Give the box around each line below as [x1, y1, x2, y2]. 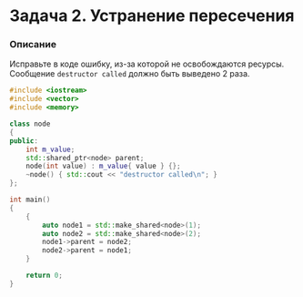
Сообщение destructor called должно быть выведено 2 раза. [9, 68, 250, 79]
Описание [9, 38, 57, 51]
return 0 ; [25, 271, 64, 281]
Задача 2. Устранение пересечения [9, 5, 295, 26]
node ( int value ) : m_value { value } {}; [25, 161, 181, 171]
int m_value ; [25, 145, 76, 154]
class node [9, 119, 51, 128]
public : [9, 136, 39, 146]
